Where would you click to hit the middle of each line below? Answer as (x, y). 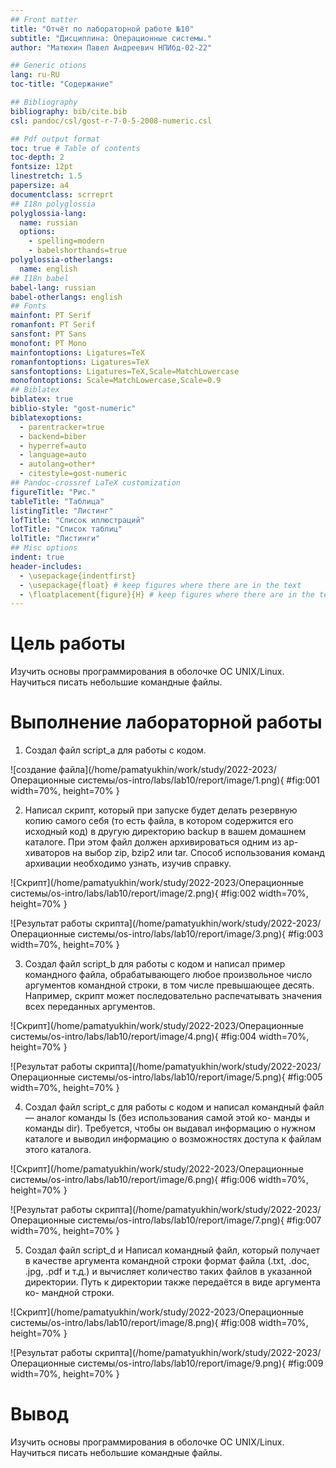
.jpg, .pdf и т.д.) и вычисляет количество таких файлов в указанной (168, 1272)
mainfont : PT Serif (51, 316)
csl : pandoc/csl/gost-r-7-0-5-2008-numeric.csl (111, 121)
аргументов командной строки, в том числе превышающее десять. (169, 985)
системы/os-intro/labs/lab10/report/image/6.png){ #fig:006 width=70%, (159, 1180)
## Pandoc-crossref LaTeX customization (96, 483)
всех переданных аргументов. (90, 1007)
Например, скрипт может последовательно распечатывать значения (173, 996)
